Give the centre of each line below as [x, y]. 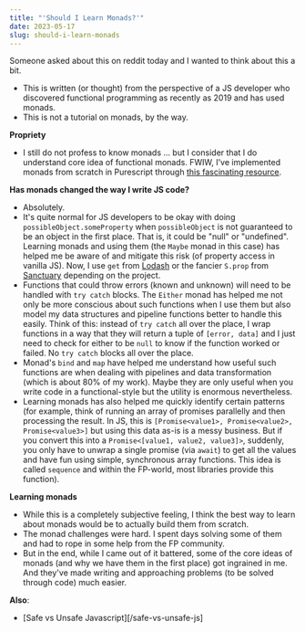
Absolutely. [44, 207]
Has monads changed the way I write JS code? [99, 190]
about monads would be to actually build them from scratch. [136, 524]
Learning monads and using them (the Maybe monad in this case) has [151, 247]
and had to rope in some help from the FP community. [123, 543]
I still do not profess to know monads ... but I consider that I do [140, 153]
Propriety [28, 135]
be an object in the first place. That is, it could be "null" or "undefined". [156, 237]
